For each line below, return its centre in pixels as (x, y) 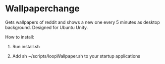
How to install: (20, 37)
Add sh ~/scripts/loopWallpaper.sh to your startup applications (76, 56)
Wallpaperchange (43, 9)
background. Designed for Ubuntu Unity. (47, 27)
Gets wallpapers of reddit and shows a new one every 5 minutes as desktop (82, 22)
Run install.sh (26, 46)
